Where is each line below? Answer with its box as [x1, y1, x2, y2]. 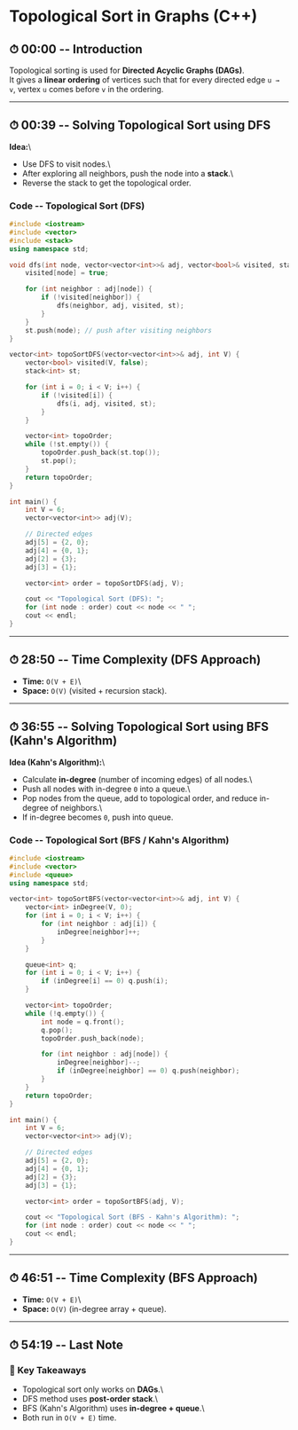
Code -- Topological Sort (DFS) [9, 200, 145, 212]
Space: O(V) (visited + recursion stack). [21, 685, 168, 695]
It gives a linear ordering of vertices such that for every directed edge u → [9, 75, 280, 85]
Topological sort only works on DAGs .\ [21, 1384, 164, 1395]
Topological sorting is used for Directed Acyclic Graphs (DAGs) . [9, 65, 246, 75]
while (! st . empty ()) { [25, 440, 109, 449]
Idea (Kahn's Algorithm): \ [9, 757, 105, 767]
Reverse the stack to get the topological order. [21, 177, 192, 188]
